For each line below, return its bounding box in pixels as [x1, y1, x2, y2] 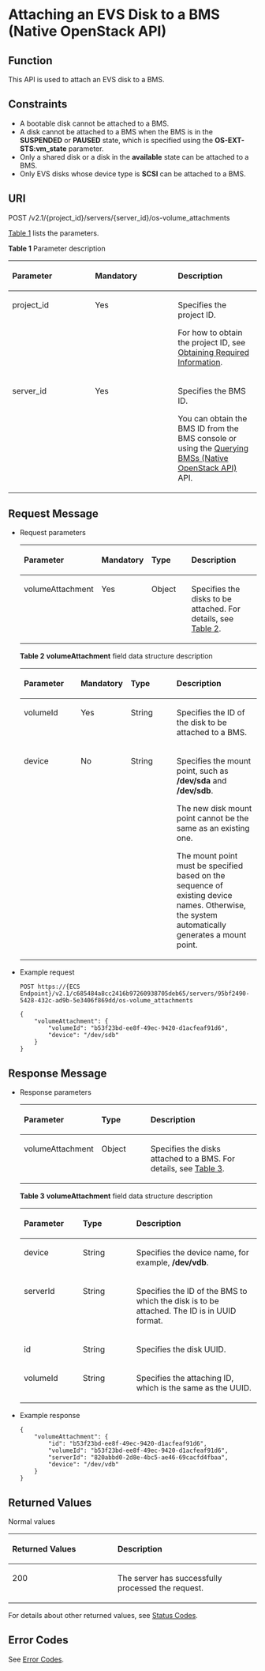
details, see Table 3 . [150, 1164, 225, 1175]
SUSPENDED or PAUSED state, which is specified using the [19, 135, 214, 145]
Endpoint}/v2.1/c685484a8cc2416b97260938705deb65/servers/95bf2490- [19, 990, 250, 998]
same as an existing [176, 823, 250, 834]
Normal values [8, 1517, 55, 1526]
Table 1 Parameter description [8, 243, 106, 253]
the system [176, 910, 218, 921]
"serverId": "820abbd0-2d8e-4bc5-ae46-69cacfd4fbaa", [48, 1454, 229, 1462]
